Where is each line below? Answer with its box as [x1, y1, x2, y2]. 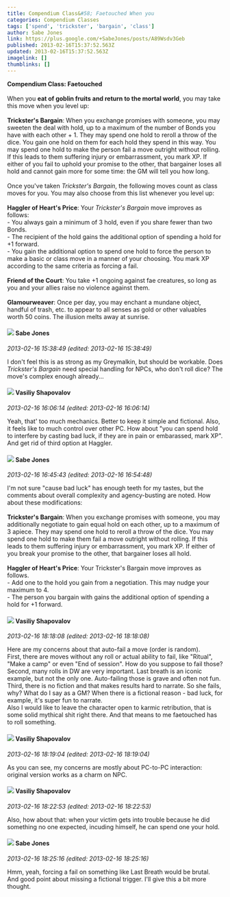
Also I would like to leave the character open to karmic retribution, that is [7, 703, 212, 712]
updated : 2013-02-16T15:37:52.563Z [7, 49, 109, 55]
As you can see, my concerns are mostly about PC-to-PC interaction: [7, 763, 203, 771]
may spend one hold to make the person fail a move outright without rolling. [7, 145, 220, 153]
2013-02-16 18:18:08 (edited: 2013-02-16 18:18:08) [7, 632, 150, 640]
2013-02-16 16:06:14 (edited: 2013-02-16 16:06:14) [7, 404, 150, 412]
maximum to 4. [7, 586, 49, 594]
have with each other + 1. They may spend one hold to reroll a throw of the [7, 131, 218, 139]
